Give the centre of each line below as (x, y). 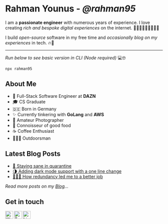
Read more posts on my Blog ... (37, 186)
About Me (21, 84)
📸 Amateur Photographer (38, 120)
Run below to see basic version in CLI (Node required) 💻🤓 (65, 57)
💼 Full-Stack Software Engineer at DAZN (54, 96)
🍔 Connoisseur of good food (41, 125)
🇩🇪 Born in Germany (34, 109)
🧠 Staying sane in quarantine (42, 166)
